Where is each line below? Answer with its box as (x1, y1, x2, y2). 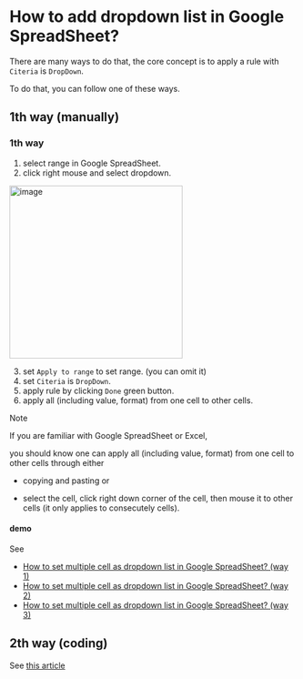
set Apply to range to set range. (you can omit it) (22, 366, 207, 377)
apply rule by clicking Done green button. (22, 385, 175, 396)
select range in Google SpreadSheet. (22, 157, 161, 168)
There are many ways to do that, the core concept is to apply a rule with (9, 56, 279, 66)
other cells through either (9, 457, 105, 468)
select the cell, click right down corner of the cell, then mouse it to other (22, 492, 294, 503)
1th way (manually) (9, 109, 120, 125)
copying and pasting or (22, 475, 110, 486)
